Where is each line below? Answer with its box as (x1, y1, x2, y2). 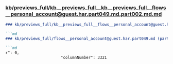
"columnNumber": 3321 (60, 55, 107, 60)
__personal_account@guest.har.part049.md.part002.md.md (5, 10, 162, 17)
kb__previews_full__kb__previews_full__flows (49, 4, 166, 11)
